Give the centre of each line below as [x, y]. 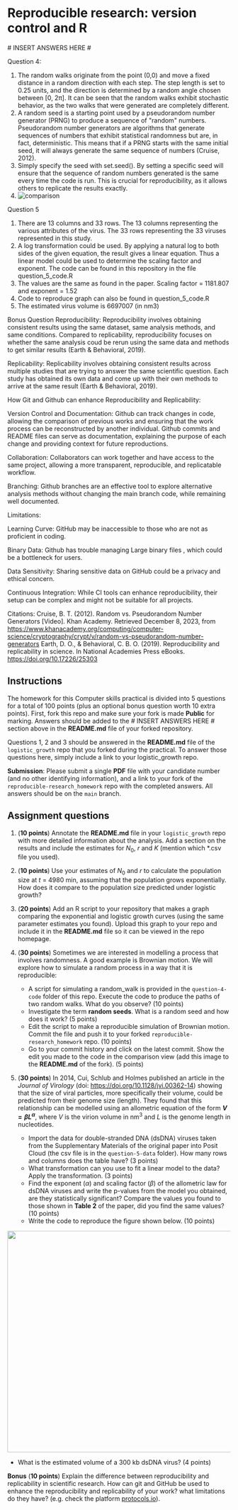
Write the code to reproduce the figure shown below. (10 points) [121, 1221]
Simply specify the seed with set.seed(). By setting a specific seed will [120, 165]
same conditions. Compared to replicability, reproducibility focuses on [110, 334]
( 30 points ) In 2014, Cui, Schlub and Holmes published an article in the [121, 1078]
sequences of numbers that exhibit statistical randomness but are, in [118, 135]
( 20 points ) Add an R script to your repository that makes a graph [113, 909]
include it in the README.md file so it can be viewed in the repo [111, 931]
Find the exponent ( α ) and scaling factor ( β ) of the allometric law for [127, 1183]
